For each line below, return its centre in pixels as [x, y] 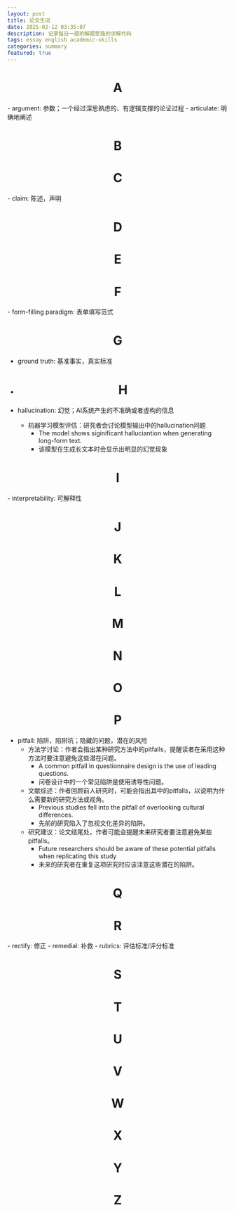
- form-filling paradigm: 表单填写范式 [60, 312]
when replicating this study [77, 856]
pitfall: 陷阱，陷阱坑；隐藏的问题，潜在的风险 [82, 741]
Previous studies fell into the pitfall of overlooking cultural [121, 808]
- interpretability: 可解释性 [44, 498]
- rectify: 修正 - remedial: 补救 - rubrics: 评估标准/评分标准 [91, 946]
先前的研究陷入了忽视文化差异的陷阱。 [94, 823]
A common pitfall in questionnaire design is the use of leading [128, 766]
